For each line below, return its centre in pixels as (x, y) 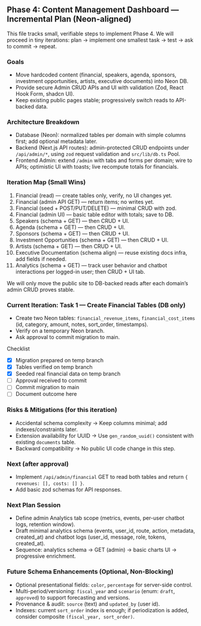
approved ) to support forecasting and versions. (73, 597)
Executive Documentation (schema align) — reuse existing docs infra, (101, 252)
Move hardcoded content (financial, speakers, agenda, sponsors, (96, 75)
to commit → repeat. (32, 46)
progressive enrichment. (46, 556)
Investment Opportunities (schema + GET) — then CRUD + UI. (92, 240)
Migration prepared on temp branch (60, 360)
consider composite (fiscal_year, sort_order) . (75, 616)
